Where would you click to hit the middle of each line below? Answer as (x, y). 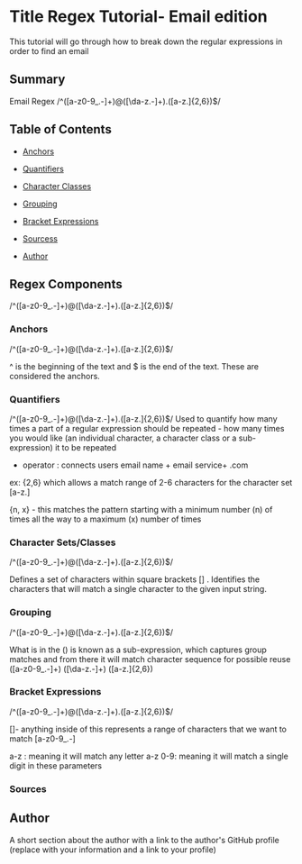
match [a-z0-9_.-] (43, 738)
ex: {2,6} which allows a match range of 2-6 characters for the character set (151, 482)
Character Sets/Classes (63, 542)
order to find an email (49, 50)
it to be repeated (86, 447)
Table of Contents (61, 129)
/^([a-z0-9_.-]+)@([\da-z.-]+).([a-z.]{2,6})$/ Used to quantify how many (143, 418)
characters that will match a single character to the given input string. (138, 589)
